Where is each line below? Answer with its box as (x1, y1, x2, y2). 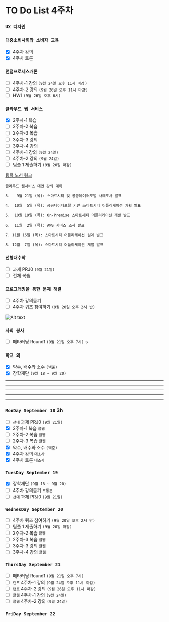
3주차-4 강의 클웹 (12, 549, 46, 555)
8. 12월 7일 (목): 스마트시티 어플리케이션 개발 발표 (5, 242, 104, 247)
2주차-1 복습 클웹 (12, 425, 45, 431)
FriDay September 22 (5, 611, 56, 617)
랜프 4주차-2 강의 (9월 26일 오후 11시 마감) (12, 585, 96, 592)
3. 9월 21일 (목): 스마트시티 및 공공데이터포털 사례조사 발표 (5, 193, 122, 198)
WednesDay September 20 (5, 506, 64, 512)
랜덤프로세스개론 (5, 69, 38, 75)
